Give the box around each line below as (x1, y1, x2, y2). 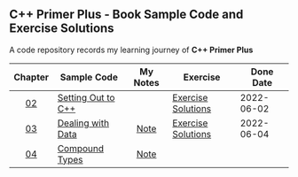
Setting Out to (57, 91, 115, 104)
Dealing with (57, 117, 109, 129)
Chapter (13, 71, 49, 83)
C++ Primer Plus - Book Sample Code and (9, 7, 244, 22)
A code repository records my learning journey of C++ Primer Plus (9, 44, 254, 55)
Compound (57, 142, 105, 154)
